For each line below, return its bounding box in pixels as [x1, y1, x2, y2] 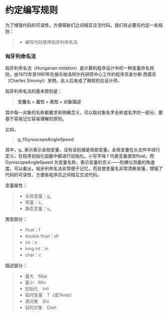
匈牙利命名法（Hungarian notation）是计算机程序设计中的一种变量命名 [5, 65, 150, 71]
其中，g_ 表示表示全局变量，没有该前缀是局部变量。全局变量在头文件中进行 [5, 147, 160, 153]
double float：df [24, 233, 59, 239]
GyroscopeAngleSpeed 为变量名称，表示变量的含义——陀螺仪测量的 [5, 159, 146, 165]
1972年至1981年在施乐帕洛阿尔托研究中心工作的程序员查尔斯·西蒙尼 [18, 71, 156, 78]
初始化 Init [24, 286, 49, 292]
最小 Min [24, 279, 46, 285]
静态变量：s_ [24, 206, 51, 212]
